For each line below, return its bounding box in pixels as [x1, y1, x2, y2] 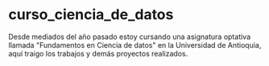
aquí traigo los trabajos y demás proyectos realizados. [8, 49, 188, 58]
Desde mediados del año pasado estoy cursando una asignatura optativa [8, 32, 251, 41]
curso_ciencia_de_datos [8, 6, 174, 24]
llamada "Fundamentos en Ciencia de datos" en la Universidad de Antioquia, [8, 40, 262, 49]
